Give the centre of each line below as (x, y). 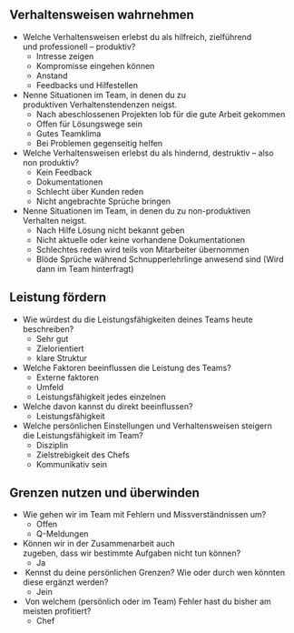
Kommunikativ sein (71, 464)
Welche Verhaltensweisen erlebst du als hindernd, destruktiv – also (148, 153)
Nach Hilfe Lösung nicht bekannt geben (110, 230)
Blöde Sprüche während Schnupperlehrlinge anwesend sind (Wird (160, 259)
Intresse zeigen (65, 56)
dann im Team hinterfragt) (85, 268)
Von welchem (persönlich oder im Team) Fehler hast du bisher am (148, 602)
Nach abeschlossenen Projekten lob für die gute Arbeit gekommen (161, 114)
